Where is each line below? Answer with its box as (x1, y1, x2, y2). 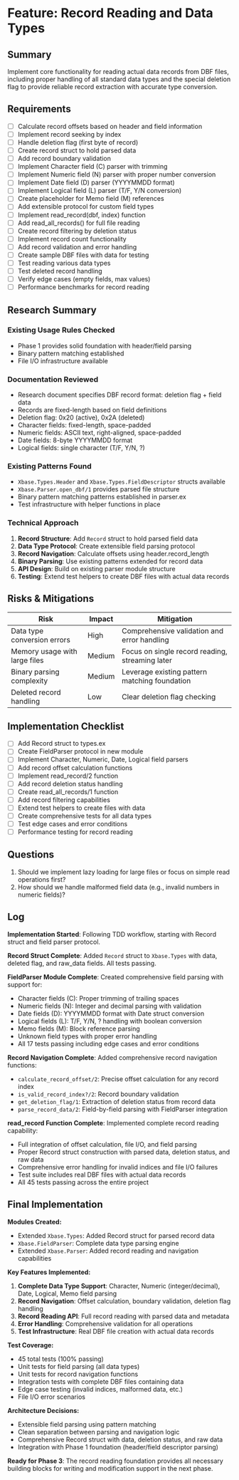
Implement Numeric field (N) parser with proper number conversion (17, 170, 216, 179)
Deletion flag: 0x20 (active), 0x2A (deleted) (17, 413, 145, 422)
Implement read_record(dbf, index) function (17, 210, 146, 219)
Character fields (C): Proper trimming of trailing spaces (17, 994, 179, 1002)
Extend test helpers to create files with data (17, 803, 146, 812)
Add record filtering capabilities (17, 796, 110, 804)
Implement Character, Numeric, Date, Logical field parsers (17, 755, 188, 764)
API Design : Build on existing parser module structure (17, 564, 176, 573)
